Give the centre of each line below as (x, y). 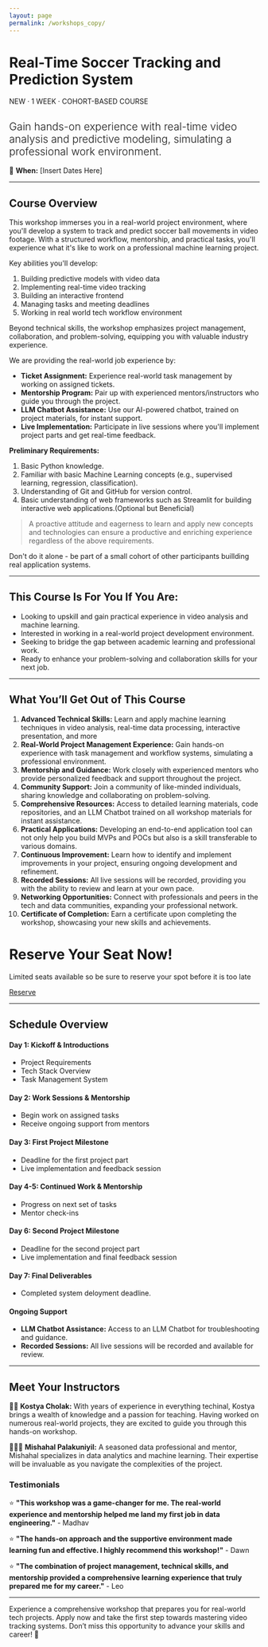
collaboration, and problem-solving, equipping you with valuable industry (129, 336)
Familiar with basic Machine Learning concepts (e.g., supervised (126, 474)
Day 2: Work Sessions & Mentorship (70, 1098)
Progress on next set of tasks (69, 1204)
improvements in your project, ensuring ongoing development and (129, 863)
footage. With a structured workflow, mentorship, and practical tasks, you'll (132, 239)
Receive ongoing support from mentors (85, 1124)
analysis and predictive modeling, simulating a (120, 139)
